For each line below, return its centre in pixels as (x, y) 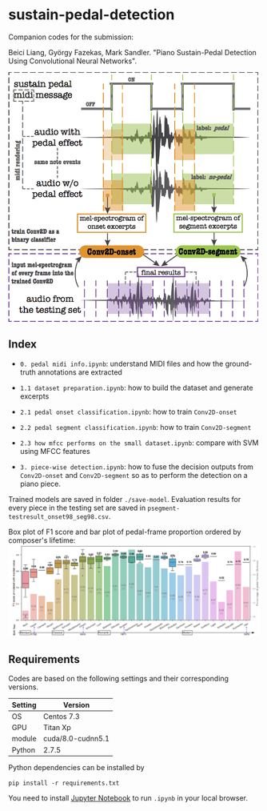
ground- (239, 363)
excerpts (34, 396)
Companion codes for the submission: (71, 37)
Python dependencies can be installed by (77, 768)
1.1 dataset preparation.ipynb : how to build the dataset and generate (136, 387)
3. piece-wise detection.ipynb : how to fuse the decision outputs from (137, 467)
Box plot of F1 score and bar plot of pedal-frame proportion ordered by (125, 532)
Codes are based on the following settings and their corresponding (119, 679)
